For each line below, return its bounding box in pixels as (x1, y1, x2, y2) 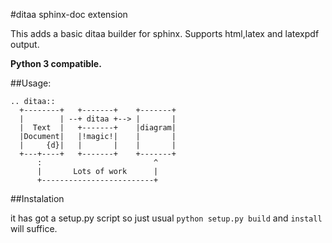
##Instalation (10, 193, 65, 204)
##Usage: (10, 77, 52, 89)
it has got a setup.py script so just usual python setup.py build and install (10, 212, 323, 224)
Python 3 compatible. (10, 58, 102, 69)
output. (10, 39, 40, 50)
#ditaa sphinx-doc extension (10, 9, 128, 20)
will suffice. (10, 223, 58, 234)
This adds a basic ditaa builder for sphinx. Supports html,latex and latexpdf (10, 28, 320, 39)
